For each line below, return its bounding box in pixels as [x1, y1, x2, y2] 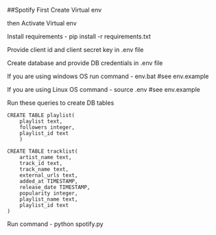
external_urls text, [19, 172, 78, 179]
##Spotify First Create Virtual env [7, 6, 102, 14]
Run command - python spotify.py [7, 220, 104, 228]
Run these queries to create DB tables [7, 99, 115, 107]
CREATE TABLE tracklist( [7, 148, 78, 155]
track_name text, [19, 166, 69, 173]
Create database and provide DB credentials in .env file [7, 59, 163, 67]
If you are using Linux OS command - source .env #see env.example [7, 86, 200, 93]
